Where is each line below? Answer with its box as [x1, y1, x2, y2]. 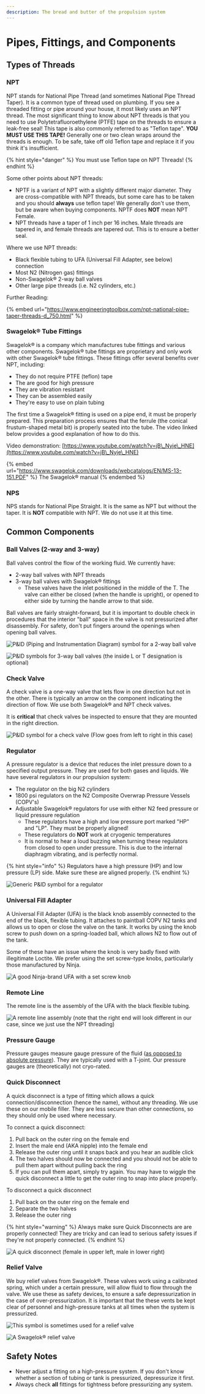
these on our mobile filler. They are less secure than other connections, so [6, 1105, 194, 1113]
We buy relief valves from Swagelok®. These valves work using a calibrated [6, 1277, 198, 1284]
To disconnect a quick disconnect [6, 1186, 92, 1194]
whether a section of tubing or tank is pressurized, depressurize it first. [15, 1374, 195, 1381]
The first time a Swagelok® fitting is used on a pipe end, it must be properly [6, 410, 197, 417]
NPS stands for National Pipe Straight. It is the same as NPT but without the [6, 503, 197, 510]
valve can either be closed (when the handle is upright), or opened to [24, 590, 199, 598]
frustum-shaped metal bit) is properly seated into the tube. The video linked [6, 424, 198, 431]
